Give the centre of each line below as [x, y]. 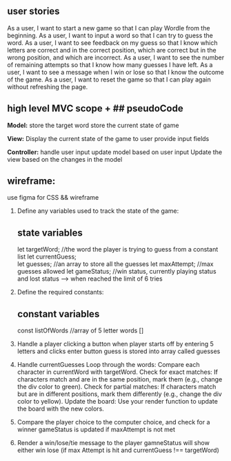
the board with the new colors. [61, 409]
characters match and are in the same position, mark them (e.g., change [120, 379]
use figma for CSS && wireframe [53, 198]
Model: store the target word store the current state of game [93, 125]
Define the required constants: [60, 292]
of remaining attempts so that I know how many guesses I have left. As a [110, 64]
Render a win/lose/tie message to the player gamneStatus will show [113, 443]
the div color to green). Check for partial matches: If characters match [117, 387]
